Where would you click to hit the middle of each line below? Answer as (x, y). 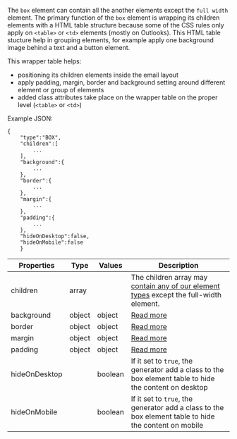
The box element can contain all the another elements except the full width (118, 10)
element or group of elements (61, 90)
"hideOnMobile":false (51, 242)
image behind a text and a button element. (69, 48)
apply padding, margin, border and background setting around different (121, 82)
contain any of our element (175, 286)
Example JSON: (30, 118)
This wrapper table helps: (44, 61)
